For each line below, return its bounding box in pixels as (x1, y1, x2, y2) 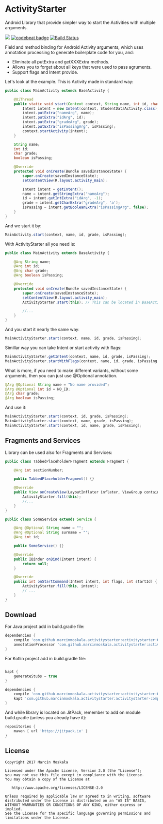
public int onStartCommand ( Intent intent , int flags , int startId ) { (14, 579, 158, 584)
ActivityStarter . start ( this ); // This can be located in (22, 300, 140, 305)
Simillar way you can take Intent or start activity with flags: (5, 345, 122, 351)
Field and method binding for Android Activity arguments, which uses (5, 44, 144, 50)
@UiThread (14, 97, 34, 102)
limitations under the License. (5, 815, 70, 820)
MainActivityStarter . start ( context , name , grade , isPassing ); (5, 418, 133, 424)
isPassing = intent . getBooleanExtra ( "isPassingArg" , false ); (22, 205, 149, 210)
